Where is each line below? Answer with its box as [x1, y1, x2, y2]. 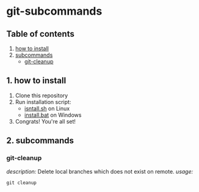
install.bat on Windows [24, 111, 82, 119]
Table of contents [6, 29, 74, 39]
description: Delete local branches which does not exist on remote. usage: [6, 168, 194, 175]
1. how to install [6, 75, 67, 86]
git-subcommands [6, 4, 103, 18]
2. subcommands [6, 136, 74, 146]
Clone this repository [15, 92, 68, 99]
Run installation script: [15, 98, 71, 105]
